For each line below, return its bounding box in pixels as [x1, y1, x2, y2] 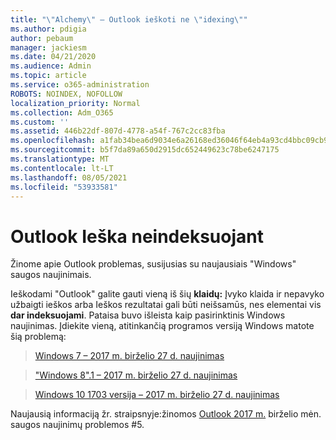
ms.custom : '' [10, 117, 70, 127]
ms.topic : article [10, 71, 87, 81]
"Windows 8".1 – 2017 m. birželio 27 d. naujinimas [34, 369, 238, 381]
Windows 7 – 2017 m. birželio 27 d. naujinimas [34, 350, 225, 362]
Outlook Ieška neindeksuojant [10, 225, 265, 248]
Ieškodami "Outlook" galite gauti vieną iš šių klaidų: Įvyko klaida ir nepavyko [10, 288, 325, 300]
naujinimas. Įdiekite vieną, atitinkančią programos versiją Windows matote [10, 320, 315, 332]
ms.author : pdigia [10, 24, 87, 34]
